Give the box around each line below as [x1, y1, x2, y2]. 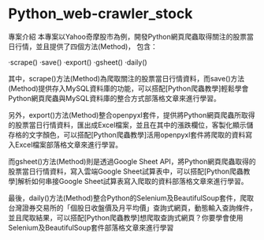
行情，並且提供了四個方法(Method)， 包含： [14, 41, 158, 51]
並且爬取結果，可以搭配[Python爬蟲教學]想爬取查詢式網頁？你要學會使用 [8, 212, 244, 222]
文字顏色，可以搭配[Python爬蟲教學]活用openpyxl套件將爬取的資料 [28, 129, 246, 139]
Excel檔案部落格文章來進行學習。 [14, 140, 123, 149]
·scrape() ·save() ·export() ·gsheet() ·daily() [8, 57, 147, 67]
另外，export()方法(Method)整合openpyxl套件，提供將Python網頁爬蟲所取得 [8, 110, 255, 119]
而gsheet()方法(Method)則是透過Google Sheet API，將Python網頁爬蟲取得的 [8, 156, 256, 166]
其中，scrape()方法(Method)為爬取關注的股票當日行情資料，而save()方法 [8, 73, 245, 83]
